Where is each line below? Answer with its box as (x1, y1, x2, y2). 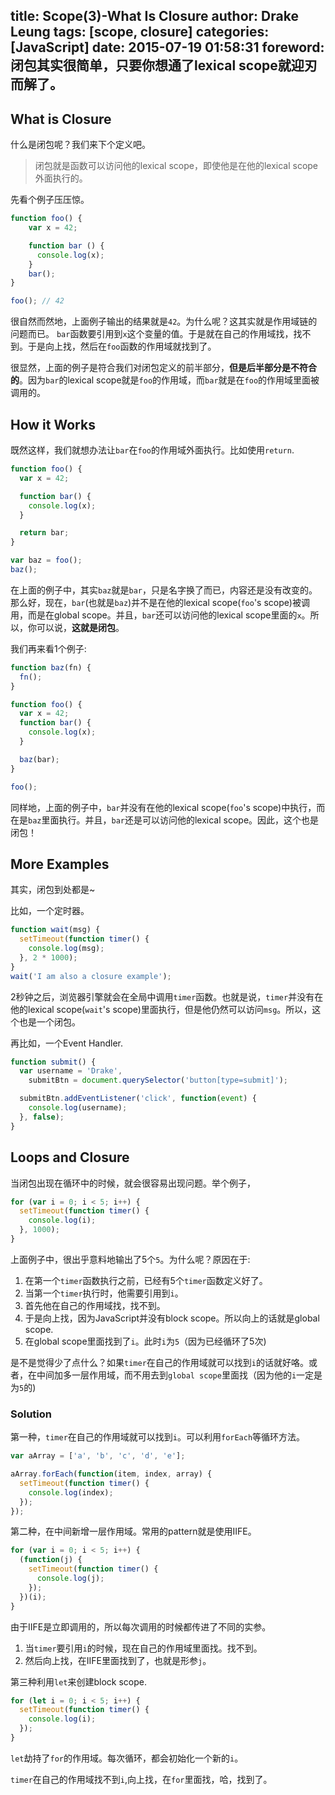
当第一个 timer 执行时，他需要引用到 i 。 (24, 1287, 184, 1299)
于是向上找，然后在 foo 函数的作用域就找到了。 (27, 340, 217, 353)
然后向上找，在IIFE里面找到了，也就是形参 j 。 (24, 1654, 212, 1666)
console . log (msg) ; (28, 944, 105, 954)
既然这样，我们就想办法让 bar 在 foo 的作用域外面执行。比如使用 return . (10, 444, 295, 456)
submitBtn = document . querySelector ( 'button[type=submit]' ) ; (28, 1075, 288, 1086)
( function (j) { (19, 1555, 83, 1565)
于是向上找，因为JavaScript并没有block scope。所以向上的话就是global (24, 1312, 320, 1324)
